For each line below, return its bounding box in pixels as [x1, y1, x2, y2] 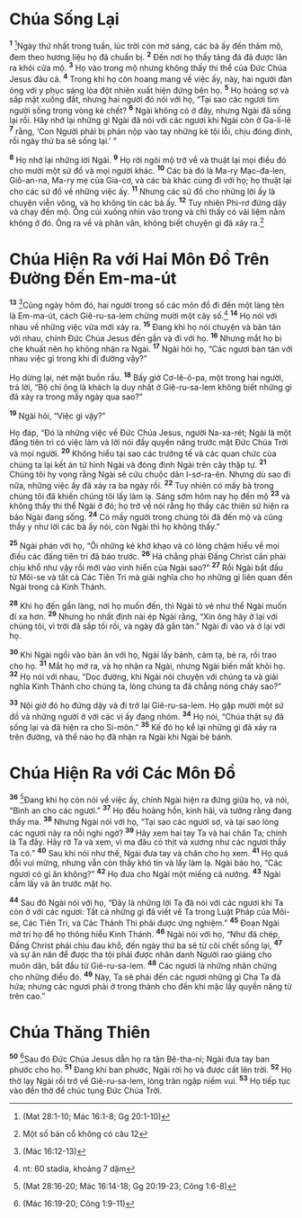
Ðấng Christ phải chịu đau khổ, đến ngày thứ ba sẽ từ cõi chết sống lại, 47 [9, 938, 283, 951]
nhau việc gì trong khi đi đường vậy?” [9, 354, 147, 364]
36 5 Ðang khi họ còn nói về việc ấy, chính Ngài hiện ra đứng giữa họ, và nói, [9, 793, 289, 805]
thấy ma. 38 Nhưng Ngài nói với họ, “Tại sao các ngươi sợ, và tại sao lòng [9, 815, 280, 827]
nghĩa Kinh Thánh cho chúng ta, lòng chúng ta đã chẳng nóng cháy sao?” [9, 680, 281, 692]
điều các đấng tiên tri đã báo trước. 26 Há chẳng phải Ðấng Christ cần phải [9, 550, 286, 561]
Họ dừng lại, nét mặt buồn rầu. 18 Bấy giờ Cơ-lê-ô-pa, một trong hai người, [9, 371, 284, 382]
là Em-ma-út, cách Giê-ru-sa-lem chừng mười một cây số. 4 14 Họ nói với [9, 309, 278, 321]
